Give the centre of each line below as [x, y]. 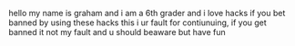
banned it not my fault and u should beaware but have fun [117, 32]
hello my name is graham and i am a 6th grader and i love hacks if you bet [147, 13]
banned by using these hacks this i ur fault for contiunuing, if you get [138, 23]
